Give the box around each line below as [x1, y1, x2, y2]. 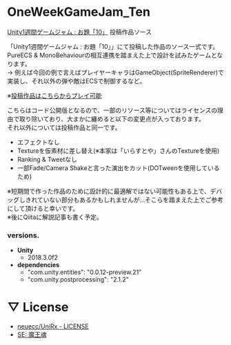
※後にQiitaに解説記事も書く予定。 [7, 213, 103, 221]
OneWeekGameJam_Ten [7, 4, 150, 20]
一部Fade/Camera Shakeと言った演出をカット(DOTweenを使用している [17, 163, 220, 172]
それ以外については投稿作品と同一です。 [7, 123, 121, 132]
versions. [7, 230, 40, 240]
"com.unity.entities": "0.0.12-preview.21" [27, 268, 142, 276]
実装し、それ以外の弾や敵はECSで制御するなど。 [7, 76, 146, 85]
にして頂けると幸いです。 [7, 204, 79, 212]
